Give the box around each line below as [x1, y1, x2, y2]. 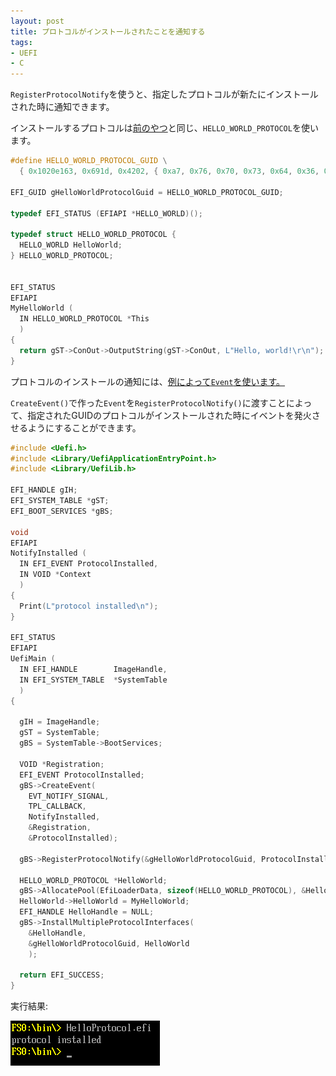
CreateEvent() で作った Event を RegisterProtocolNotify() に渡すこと [10, 396, 287, 409]
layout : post [10, 16, 65, 26]
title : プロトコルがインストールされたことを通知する [10, 26, 206, 37]
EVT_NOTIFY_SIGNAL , [28, 791, 110, 801]
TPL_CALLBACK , [28, 801, 87, 812]
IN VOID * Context [19, 570, 92, 580]
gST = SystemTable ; [19, 728, 101, 738]
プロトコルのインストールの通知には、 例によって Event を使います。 [10, 375, 286, 387]
